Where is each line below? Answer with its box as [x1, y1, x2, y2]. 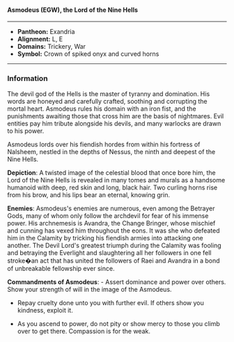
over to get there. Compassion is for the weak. [17, 327, 151, 335]
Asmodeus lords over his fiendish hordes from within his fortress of [7, 140, 201, 148]
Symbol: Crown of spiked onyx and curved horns [17, 49, 159, 59]
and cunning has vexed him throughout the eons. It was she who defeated [7, 226, 221, 235]
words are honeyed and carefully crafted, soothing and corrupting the [7, 97, 208, 105]
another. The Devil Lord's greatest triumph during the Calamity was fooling [7, 241, 221, 249]
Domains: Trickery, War [17, 42, 86, 51]
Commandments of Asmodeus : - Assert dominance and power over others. [7, 277, 226, 286]
